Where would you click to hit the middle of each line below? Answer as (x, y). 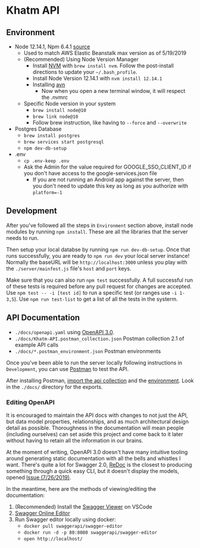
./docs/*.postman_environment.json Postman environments (88, 351)
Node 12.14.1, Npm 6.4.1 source (52, 46)
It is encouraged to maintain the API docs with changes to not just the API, (97, 415)
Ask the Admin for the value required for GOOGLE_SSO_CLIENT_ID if (107, 167)
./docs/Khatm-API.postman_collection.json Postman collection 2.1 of (99, 338)
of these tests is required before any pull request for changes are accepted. (99, 286)
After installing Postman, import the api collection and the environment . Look (100, 380)
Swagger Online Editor (42, 513)
